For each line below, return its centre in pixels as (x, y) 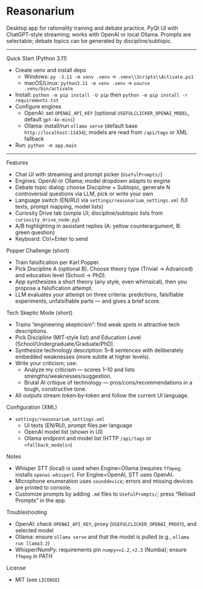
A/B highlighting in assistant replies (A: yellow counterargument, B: (98, 226)
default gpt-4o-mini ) (50, 119)
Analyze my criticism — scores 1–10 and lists (79, 369)
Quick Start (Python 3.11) (37, 58)
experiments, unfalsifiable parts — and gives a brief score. (88, 301)
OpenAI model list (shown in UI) (63, 431)
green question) (35, 232)
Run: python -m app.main (46, 145)
